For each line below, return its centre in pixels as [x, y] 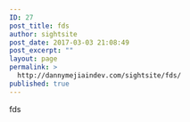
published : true [39, 84]
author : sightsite [43, 34]
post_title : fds [39, 26]
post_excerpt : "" [41, 51]
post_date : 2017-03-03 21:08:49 [69, 42]
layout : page [33, 59]
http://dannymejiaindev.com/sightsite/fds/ [99, 76]
